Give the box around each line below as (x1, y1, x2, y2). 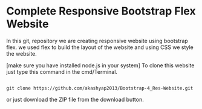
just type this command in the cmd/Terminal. (6, 68, 118, 75)
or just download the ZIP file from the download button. (6, 96, 144, 103)
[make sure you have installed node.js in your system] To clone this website (6, 62, 195, 69)
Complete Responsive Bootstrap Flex (6, 4, 196, 18)
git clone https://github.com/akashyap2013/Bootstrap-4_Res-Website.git (6, 85, 194, 91)
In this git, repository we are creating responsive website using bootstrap (6, 37, 189, 44)
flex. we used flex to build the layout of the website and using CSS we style (6, 44, 194, 51)
